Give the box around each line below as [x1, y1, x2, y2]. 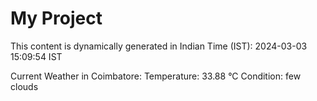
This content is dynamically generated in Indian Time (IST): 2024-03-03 [10, 40, 308, 52]
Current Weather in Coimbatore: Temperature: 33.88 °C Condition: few [10, 70, 302, 82]
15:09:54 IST [10, 50, 63, 62]
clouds [10, 80, 39, 92]
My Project [10, 7, 103, 30]
